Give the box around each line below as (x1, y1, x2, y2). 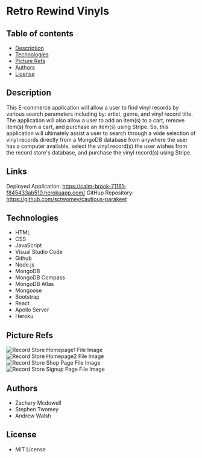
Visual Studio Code (14, 248, 63, 256)
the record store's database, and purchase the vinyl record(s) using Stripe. (6, 148, 192, 156)
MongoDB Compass (14, 274, 65, 281)
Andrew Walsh (14, 412, 51, 419)
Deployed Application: (6, 182, 62, 190)
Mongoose (14, 287, 42, 294)
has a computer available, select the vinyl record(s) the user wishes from (6, 142, 188, 150)
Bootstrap (14, 293, 40, 300)
